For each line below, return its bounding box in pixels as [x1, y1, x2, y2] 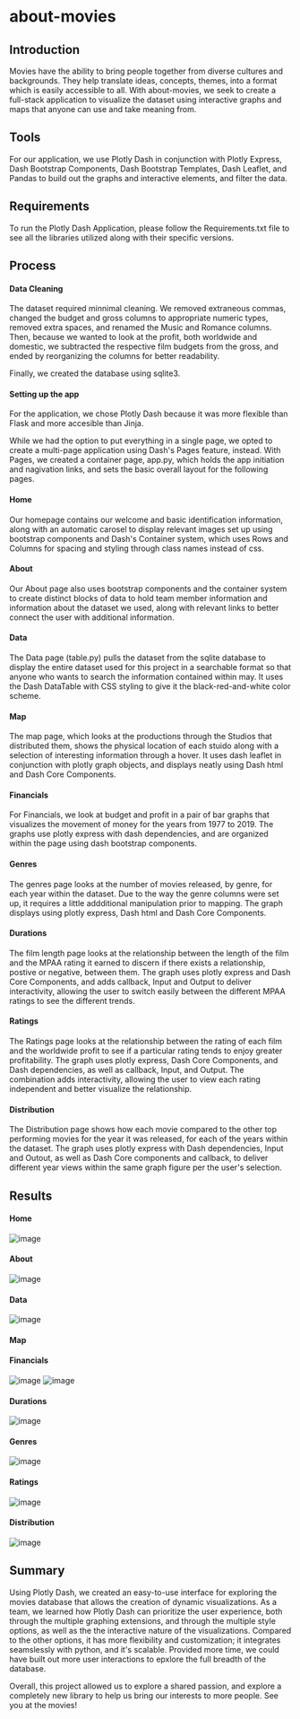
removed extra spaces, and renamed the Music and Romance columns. [9, 322, 272, 333]
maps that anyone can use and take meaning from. [9, 104, 197, 114]
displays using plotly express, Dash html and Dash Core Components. [9, 907, 267, 918]
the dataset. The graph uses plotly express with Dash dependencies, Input [9, 1143, 284, 1154]
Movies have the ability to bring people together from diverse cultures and [9, 65, 284, 76]
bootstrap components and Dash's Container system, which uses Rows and [9, 533, 289, 544]
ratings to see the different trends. [9, 995, 136, 1006]
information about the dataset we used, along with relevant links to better [9, 602, 279, 613]
